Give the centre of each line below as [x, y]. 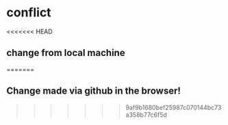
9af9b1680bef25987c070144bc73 [174, 107]
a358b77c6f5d [146, 115]
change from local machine [66, 53]
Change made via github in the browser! [93, 91]
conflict [29, 13]
